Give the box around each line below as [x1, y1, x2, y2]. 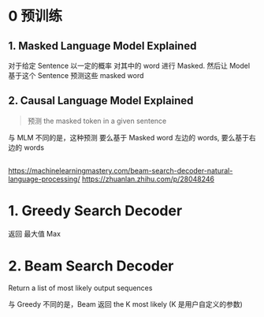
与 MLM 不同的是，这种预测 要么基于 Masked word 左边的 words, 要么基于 [8, 132, 250, 142]
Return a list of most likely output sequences [8, 283, 153, 293]
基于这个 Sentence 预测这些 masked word [8, 71, 144, 80]
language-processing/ [8, 174, 80, 184]
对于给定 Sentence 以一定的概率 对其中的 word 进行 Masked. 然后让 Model [8, 61, 251, 70]
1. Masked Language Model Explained [8, 39, 197, 52]
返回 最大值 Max [8, 229, 61, 239]
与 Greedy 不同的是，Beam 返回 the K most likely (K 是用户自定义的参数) [8, 300, 243, 309]
